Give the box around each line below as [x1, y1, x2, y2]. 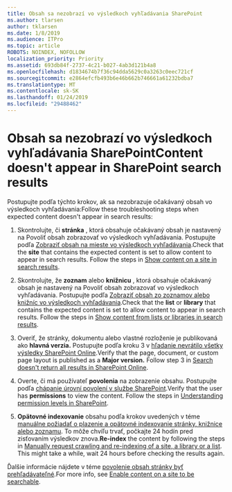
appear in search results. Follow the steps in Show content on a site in [17, 255, 217, 264]
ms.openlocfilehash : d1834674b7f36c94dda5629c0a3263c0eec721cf [7, 68, 194, 75]
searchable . [7, 477, 41, 486]
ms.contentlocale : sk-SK [7, 87, 79, 94]
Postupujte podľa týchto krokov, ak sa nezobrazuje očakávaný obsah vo [7, 197, 213, 205]
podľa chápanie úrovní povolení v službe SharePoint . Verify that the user [17, 384, 223, 392]
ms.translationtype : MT [7, 81, 76, 88]
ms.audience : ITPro [7, 36, 64, 43]
